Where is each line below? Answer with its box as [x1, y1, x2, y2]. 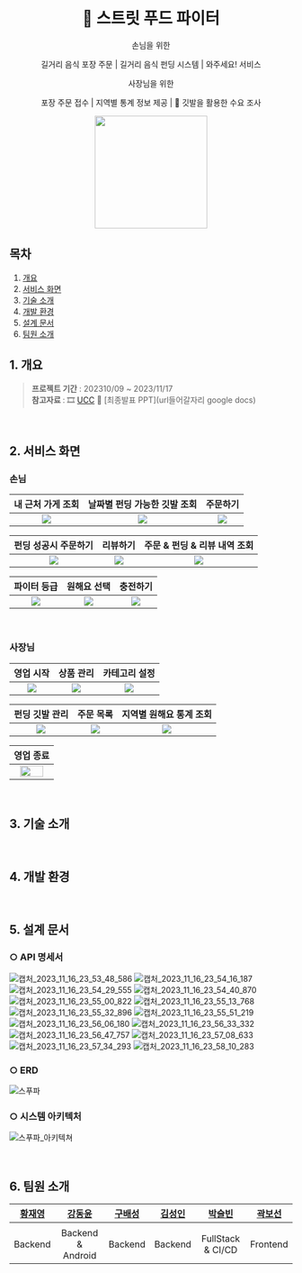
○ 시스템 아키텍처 [9, 1110, 83, 1123]
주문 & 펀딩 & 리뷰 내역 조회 [143, 540, 254, 552]
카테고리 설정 [102, 667, 155, 679]
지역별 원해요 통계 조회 [121, 708, 213, 721]
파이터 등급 [13, 580, 58, 593]
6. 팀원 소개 [9, 1178, 70, 1194]
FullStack [200, 1232, 241, 1245]
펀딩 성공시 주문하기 [13, 540, 94, 552]
